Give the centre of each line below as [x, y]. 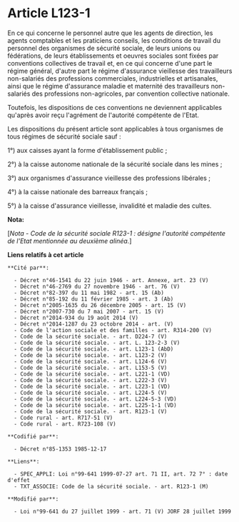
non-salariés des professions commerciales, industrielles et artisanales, [113, 78]
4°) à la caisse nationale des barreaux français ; [78, 191]
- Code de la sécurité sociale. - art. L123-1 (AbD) [94, 349]
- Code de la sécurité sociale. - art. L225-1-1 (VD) [95, 405]
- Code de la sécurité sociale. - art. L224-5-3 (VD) [95, 399]
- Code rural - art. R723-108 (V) [65, 424]
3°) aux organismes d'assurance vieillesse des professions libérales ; [109, 178]
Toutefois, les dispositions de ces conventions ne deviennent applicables [115, 107]
